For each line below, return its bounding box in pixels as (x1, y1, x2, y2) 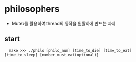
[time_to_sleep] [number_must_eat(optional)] (4, 52, 99, 57)
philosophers (4, 3, 60, 15)
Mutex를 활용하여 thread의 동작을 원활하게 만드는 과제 (11, 20, 116, 26)
